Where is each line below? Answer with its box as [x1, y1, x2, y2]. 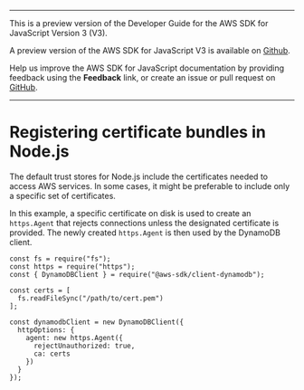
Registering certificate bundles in [9, 122, 267, 143]
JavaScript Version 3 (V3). [9, 28, 109, 38]
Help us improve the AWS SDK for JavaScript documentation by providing [9, 62, 285, 73]
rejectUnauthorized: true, [33, 341, 136, 350]
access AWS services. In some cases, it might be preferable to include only [9, 180, 290, 191]
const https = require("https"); [9, 262, 136, 271]
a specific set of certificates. [9, 190, 116, 201]
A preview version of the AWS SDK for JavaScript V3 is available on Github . [9, 45, 291, 55]
